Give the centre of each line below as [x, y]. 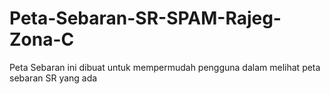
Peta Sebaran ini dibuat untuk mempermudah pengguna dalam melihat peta [165, 67]
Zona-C [42, 39]
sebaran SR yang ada [53, 78]
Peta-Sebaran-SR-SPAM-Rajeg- [145, 18]
